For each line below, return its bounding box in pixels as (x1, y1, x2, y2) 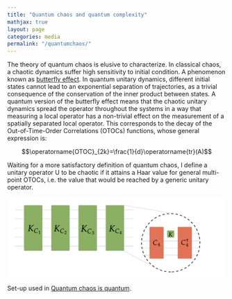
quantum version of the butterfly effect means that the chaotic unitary (7, 97, 207, 105)
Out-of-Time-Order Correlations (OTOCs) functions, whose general (7, 127, 200, 135)
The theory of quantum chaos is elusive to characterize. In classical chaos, (7, 60, 222, 69)
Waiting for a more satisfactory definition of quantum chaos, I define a (7, 161, 208, 169)
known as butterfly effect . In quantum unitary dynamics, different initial (7, 75, 210, 83)
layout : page (7, 26, 45, 33)
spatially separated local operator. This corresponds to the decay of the (7, 119, 213, 128)
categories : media (7, 33, 60, 40)
